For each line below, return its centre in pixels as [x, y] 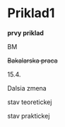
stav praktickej [29, 116]
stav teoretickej [30, 102]
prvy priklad [26, 33]
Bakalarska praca [32, 60]
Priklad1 [31, 13]
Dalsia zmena [27, 88]
